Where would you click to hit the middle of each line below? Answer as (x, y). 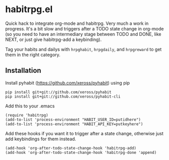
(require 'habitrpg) (27, 115)
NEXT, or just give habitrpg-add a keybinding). (53, 39)
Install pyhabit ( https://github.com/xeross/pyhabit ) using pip (68, 83)
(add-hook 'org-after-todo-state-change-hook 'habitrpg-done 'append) (81, 152)
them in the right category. (33, 55)
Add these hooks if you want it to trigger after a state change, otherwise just (84, 133)
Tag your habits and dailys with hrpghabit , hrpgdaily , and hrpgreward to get (83, 49)
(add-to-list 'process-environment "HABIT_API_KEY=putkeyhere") (74, 124)
